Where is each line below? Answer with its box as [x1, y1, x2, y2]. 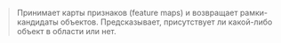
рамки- [239, 8, 269, 18]
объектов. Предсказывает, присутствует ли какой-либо [60, 17, 273, 27]
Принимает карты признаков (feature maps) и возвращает [16, 8, 238, 18]
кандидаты [16, 17, 59, 27]
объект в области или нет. [16, 26, 116, 36]
